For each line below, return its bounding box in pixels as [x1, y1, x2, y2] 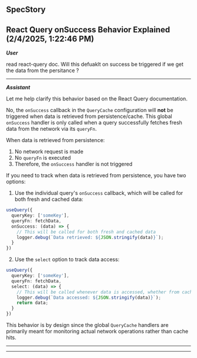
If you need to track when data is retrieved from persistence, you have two [6, 172, 186, 179]
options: [6, 178, 26, 185]
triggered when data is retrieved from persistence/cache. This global [6, 113, 172, 120]
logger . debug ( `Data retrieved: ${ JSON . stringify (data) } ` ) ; [16, 234, 164, 240]
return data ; [16, 300, 49, 306]
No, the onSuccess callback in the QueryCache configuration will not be [6, 107, 174, 114]
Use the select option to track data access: [14, 256, 120, 263]
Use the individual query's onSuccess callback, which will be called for [14, 190, 184, 197]
